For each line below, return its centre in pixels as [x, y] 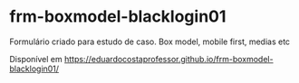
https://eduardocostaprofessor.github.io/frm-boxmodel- [169, 59]
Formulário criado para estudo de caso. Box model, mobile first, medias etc [150, 41]
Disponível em [36, 59]
